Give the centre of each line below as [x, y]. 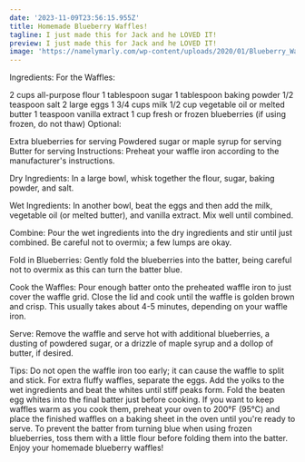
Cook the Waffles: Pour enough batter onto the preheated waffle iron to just [151, 288]
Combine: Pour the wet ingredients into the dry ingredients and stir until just [151, 233]
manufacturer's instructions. [62, 161]
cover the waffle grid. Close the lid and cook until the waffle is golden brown [152, 297]
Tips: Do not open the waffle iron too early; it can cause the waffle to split [147, 371]
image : [22, 52]
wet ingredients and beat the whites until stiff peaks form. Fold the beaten [148, 390]
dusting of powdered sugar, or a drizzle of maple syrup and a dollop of [142, 344]
